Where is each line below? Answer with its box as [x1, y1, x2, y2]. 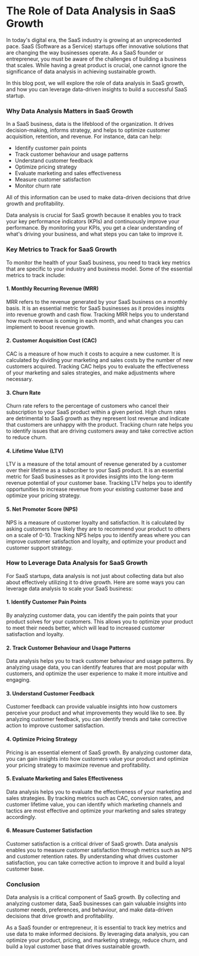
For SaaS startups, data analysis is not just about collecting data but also [6, 572, 184, 579]
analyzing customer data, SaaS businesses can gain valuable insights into [6, 900, 187, 907]
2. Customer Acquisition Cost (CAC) [6, 337, 97, 344]
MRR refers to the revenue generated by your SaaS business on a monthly [6, 298, 188, 305]
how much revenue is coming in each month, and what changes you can [6, 317, 184, 324]
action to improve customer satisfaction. [6, 722, 105, 729]
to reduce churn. [6, 434, 48, 441]
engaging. [6, 676, 31, 684]
